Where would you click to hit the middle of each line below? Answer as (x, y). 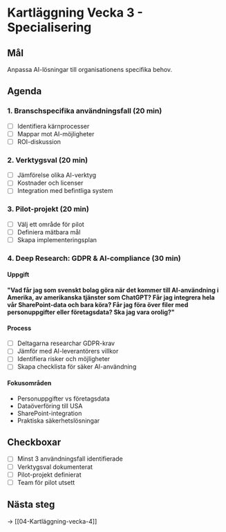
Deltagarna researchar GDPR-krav (66, 343)
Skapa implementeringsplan (57, 239)
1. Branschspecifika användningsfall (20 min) (85, 111)
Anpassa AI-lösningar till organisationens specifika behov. (90, 70)
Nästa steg (31, 505)
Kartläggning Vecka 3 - (75, 13)
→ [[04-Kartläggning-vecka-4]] (52, 521)
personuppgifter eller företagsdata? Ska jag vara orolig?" (91, 312)
